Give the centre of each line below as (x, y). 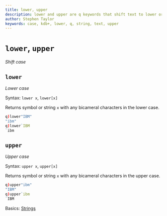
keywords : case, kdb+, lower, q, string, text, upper (62, 24)
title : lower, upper (27, 10)
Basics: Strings (20, 208)
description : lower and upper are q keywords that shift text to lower (81, 14)
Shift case (15, 62)
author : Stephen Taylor (30, 19)
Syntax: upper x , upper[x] (32, 166)
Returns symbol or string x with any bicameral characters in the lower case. (82, 108)
